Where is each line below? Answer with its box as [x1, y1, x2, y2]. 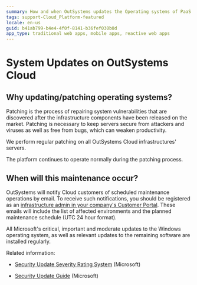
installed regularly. [6, 238, 51, 245]
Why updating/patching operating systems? [6, 92, 172, 102]
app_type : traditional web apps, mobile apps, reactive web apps [6, 31, 170, 37]
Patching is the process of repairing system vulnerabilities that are [6, 108, 167, 115]
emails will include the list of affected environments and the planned [6, 208, 172, 215]
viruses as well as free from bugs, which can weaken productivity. [6, 127, 167, 134]
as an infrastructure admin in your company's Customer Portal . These [6, 201, 176, 208]
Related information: [6, 249, 55, 256]
